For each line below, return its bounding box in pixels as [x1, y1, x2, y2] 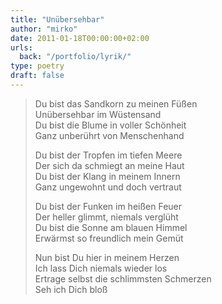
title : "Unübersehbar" [10, 14, 105, 25]
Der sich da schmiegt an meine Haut [34, 159, 185, 171]
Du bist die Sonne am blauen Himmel [34, 221, 188, 233]
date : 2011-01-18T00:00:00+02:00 [10, 33, 150, 43]
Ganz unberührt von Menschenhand [34, 129, 185, 141]
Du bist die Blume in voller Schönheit [34, 119, 187, 131]
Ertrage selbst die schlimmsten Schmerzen [34, 272, 212, 285]
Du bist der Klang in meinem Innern [34, 170, 181, 182]
